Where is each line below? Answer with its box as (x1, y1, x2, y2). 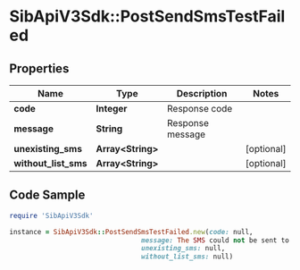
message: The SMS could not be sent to (141, 235, 290, 245)
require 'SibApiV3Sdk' (9, 211, 94, 220)
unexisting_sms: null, (141, 244, 226, 253)
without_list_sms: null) (141, 252, 234, 261)
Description (176, 88, 228, 99)
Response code (166, 103, 233, 114)
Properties (9, 61, 70, 76)
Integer (96, 103, 128, 114)
